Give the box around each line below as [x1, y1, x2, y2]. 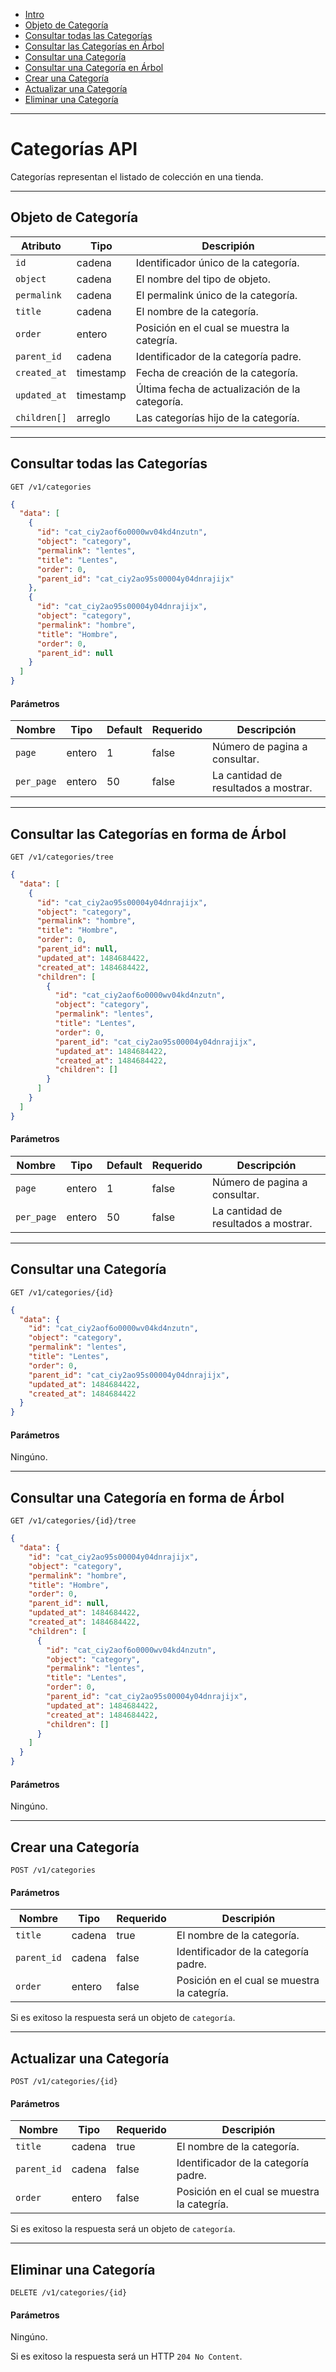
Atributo [20, 239, 62, 253]
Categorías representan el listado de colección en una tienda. [10, 170, 264, 183]
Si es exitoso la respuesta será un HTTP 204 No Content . [10, 2350, 243, 2363]
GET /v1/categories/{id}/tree [10, 1516, 137, 1526]
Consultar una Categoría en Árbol [24, 62, 164, 73]
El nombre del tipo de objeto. [135, 272, 271, 286]
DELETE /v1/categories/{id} [10, 2288, 128, 2298]
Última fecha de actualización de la [135, 382, 301, 396]
